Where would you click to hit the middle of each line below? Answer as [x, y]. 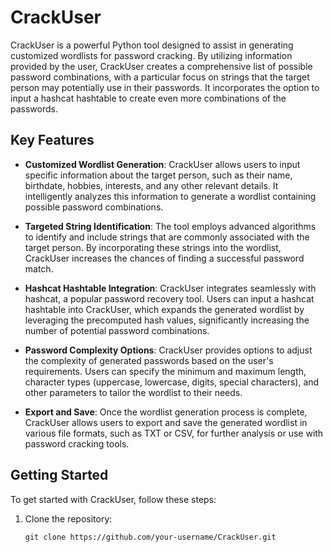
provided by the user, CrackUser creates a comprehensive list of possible [161, 66]
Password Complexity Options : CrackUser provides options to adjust [168, 350]
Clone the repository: [68, 518]
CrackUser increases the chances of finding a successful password [164, 258]
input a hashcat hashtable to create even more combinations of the [148, 98]
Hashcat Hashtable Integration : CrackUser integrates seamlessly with [170, 288]
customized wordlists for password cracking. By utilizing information [151, 55]
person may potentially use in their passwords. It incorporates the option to [165, 87]
